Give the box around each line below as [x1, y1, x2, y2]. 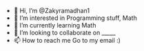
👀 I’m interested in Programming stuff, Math [13, 14, 138, 22]
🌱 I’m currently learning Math [13, 21, 96, 29]
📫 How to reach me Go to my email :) [13, 37, 121, 44]
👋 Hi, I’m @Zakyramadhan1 [13, 7, 90, 14]
